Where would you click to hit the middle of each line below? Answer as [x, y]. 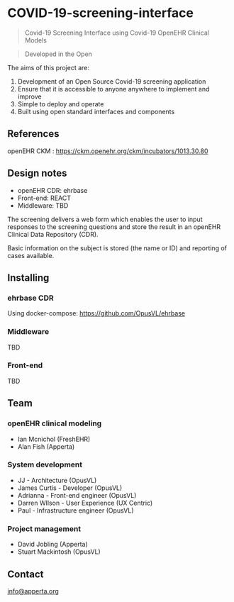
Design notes [37, 173]
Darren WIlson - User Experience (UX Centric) [85, 503]
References [33, 134]
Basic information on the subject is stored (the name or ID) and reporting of [117, 248]
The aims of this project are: [49, 67]
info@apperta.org [33, 591]
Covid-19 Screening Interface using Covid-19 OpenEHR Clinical [117, 33]
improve [29, 96]
